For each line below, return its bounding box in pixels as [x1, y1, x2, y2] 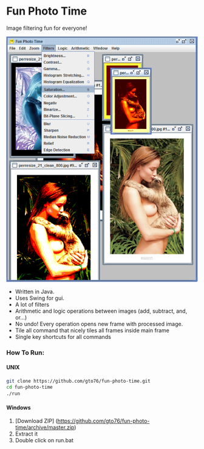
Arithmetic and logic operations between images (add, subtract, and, [15, 307, 188, 315]
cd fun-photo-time [6, 385, 53, 391]
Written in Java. [15, 288, 55, 296]
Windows [6, 403, 31, 411]
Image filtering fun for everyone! [6, 24, 87, 32]
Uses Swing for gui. [15, 294, 65, 302]
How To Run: [6, 349, 44, 357]
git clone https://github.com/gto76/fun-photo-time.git [6, 378, 151, 384]
